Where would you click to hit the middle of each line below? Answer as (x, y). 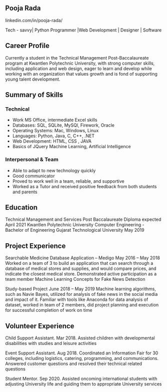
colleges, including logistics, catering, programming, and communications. (82, 358)
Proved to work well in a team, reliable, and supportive (68, 181)
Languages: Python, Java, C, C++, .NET (53, 136)
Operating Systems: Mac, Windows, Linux (55, 131)
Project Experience (35, 246)
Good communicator (33, 176)
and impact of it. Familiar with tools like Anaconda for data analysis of (77, 299)
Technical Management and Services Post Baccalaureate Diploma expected (83, 219)
